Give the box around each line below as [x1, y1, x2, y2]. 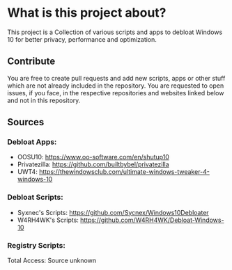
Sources [7, 116, 45, 128]
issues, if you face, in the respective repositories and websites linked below [7, 88, 224, 97]
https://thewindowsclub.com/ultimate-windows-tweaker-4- [39, 168, 210, 176]
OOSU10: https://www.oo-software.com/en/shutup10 [17, 153, 169, 161]
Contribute [7, 56, 56, 67]
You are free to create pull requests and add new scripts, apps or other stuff [7, 74, 226, 82]
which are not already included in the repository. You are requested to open [7, 81, 224, 90]
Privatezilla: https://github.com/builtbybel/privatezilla [17, 160, 169, 168]
